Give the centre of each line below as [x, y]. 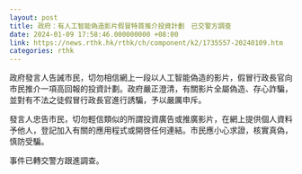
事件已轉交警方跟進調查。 [57, 161]
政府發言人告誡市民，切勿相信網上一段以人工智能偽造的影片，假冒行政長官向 [151, 78]
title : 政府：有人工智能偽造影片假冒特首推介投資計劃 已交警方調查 [120, 26]
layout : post [34, 17]
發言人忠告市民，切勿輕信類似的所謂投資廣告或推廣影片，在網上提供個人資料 [151, 119]
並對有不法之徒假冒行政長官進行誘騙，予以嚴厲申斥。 [108, 100]
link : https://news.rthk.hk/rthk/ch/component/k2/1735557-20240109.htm [146, 43]
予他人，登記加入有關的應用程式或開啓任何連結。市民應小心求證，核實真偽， [151, 130]
